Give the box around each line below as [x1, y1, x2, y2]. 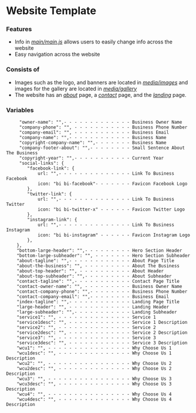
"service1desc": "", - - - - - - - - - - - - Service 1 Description [16, 320, 188, 326]
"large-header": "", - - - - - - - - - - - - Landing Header [16, 304, 169, 310]
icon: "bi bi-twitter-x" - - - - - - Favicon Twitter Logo [37, 206, 185, 212]
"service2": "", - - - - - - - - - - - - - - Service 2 [16, 324, 157, 331]
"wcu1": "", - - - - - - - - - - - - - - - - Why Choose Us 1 [16, 345, 172, 351]
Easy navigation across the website [14, 51, 100, 58]
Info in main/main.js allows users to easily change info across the [14, 38, 173, 45]
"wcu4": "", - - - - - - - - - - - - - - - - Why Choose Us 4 [16, 391, 172, 397]
